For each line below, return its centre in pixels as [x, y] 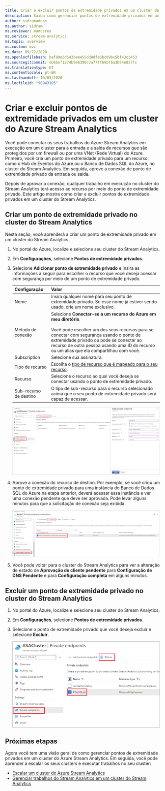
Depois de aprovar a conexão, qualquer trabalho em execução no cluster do [82, 183]
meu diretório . [66, 319]
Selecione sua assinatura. [77, 357]
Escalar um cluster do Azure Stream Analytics [58, 773]
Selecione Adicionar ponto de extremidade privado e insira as [76, 268]
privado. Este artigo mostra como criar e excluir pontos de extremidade [77, 194]
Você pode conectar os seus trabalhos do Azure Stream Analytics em [75, 142]
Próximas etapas [31, 741]
